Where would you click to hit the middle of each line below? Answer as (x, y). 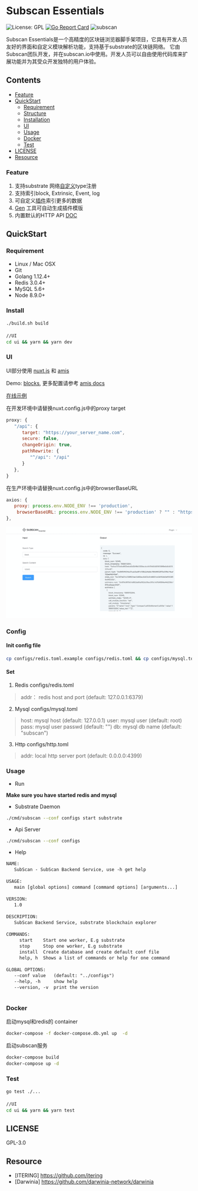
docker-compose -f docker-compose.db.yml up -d (67, 1034)
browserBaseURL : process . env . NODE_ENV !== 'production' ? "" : (96, 512)
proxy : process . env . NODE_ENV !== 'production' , (73, 506)
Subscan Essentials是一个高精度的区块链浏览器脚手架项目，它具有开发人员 (97, 39)
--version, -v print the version (56, 987)
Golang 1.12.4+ (32, 276)
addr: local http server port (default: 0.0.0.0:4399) (81, 756)
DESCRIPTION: (22, 917)
